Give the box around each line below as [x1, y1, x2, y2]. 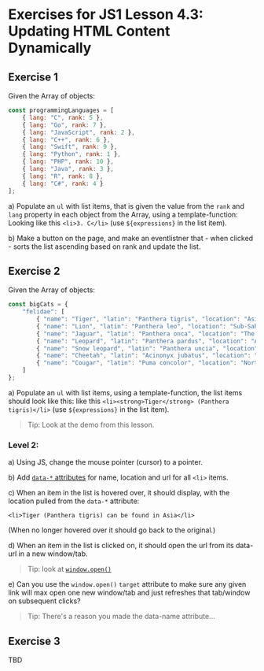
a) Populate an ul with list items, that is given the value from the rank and [8, 201, 245, 210]
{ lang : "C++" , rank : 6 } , [22, 135, 111, 143]
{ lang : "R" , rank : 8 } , [22, 172, 104, 180]
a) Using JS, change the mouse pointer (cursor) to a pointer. [8, 458, 203, 467]
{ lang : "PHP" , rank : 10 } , [22, 158, 114, 166]
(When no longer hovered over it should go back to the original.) [8, 525, 216, 535]
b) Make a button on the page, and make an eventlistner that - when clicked [8, 233, 254, 243]
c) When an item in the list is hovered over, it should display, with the [8, 488, 230, 498]
